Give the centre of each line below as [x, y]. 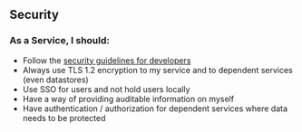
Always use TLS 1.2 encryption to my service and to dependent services [157, 70]
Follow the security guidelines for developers [107, 60]
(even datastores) [55, 80]
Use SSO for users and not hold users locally [106, 89]
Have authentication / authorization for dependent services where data [155, 108]
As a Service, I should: [60, 41]
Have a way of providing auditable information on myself [128, 99]
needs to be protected [64, 118]
